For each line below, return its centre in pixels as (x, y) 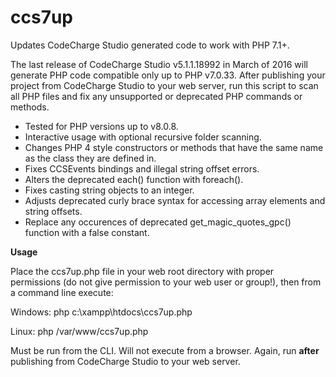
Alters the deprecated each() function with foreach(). (134, 179)
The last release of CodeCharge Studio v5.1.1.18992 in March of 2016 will (159, 64)
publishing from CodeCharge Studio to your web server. (125, 361)
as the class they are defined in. (90, 158)
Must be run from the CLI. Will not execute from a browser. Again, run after (165, 350)
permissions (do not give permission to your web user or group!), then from (166, 282)
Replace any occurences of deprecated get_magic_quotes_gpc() (158, 222)
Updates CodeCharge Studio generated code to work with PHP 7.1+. (150, 45)
